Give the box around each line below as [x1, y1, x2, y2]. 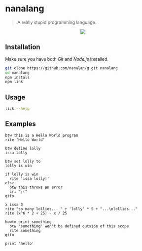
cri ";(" [9, 189, 28, 194]
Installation [5, 43, 40, 51]
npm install [5, 75, 30, 80]
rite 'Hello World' [5, 137, 45, 142]
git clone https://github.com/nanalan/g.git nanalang [5, 65, 118, 71]
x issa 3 [5, 202, 23, 207]
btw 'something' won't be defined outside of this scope [9, 223, 129, 229]
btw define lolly [5, 146, 41, 151]
